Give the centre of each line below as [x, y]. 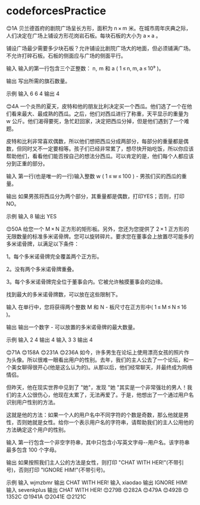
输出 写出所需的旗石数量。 [38, 81]
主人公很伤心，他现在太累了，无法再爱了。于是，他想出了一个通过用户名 [105, 394]
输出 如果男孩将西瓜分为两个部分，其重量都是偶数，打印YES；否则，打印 [95, 196]
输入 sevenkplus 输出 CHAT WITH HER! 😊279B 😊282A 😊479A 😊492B [94, 490]
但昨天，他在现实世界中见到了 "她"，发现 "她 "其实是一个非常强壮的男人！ [97, 387]
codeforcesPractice [56, 11]
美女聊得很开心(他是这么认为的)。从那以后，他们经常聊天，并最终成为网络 [102, 367]
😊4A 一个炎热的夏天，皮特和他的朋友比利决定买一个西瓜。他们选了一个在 [97, 106]
